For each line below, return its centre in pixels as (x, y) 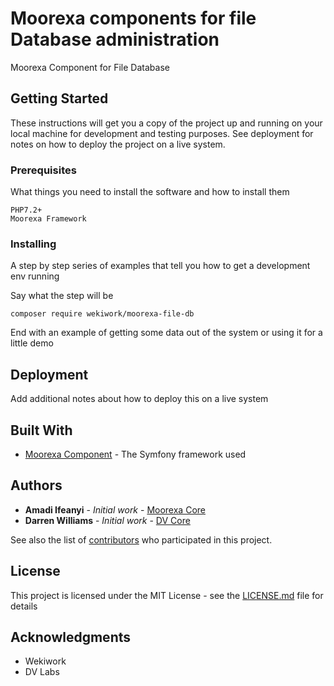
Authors (36, 485)
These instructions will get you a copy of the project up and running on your (166, 123)
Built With (41, 430)
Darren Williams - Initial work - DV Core (107, 520)
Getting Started (59, 98)
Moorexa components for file (133, 18)
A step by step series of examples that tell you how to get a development (160, 266)
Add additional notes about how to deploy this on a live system (139, 399)
